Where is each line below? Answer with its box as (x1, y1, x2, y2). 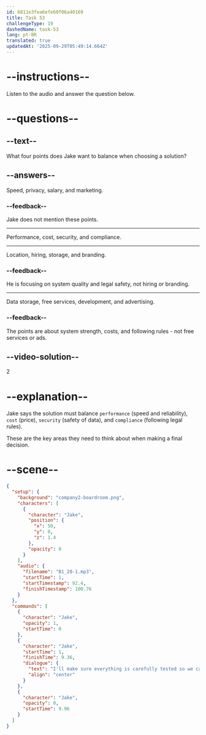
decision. (6, 441, 29, 449)
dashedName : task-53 (6, 26, 59, 33)
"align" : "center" (28, 672, 75, 678)
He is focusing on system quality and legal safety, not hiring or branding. (6, 280, 190, 288)
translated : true (6, 37, 51, 44)
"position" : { (28, 517, 64, 524)
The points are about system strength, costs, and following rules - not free (6, 327, 194, 335)
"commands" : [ (12, 603, 48, 609)
